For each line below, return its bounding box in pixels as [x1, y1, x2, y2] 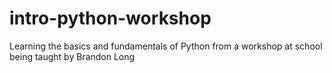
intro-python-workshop [9, 7, 212, 30]
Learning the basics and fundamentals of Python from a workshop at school [9, 40, 323, 52]
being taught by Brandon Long [9, 50, 136, 62]
